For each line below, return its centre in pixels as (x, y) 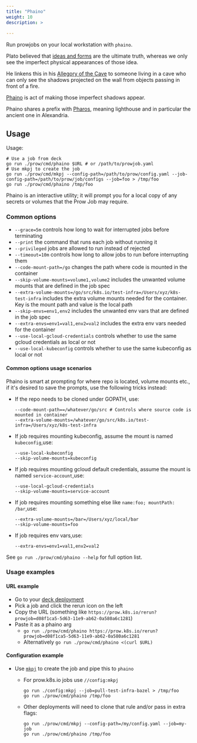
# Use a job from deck (34, 159)
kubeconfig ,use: (34, 442)
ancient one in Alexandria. (38, 115)
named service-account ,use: (49, 475)
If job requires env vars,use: (49, 535)
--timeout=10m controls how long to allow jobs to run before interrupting (101, 255)
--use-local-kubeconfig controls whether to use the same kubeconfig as (103, 348)
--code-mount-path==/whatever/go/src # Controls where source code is (103, 409)
